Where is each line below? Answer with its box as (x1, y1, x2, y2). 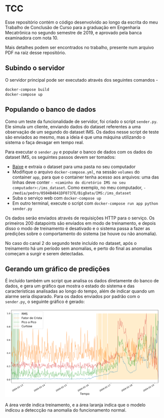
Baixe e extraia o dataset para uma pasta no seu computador (12, 163, 136, 170)
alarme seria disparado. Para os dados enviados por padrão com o (5, 294, 140, 299)
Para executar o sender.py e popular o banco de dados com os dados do (5, 149, 153, 155)
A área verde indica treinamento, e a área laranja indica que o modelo (5, 402, 146, 408)
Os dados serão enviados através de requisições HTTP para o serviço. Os (5, 215, 155, 221)
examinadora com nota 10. (5, 35, 59, 41)
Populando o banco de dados (5, 105, 96, 114)
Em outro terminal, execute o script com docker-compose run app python (12, 200, 159, 206)
